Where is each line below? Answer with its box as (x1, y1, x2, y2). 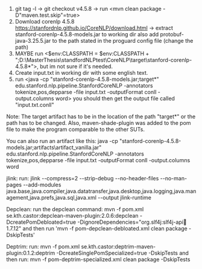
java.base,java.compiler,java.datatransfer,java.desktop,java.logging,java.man (6, 188, 197, 195)
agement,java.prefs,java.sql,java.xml (6, 194, 96, 201)
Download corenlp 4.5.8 (14, 18, 75, 25)
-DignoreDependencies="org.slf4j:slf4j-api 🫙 (77, 218, 187, 226)
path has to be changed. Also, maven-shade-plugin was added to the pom (6, 119, 191, 126)
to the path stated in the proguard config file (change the (52, 37, 194, 44)
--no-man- (160, 175, 188, 182)
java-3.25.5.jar (14, 37, 51, 44)
